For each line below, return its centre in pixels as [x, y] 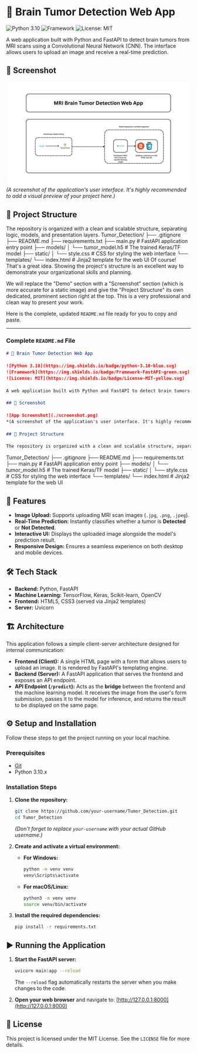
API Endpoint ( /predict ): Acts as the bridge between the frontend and [100, 686]
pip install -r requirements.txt [55, 927]
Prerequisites [26, 752]
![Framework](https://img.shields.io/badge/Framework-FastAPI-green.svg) [98, 372]
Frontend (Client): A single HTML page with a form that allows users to [101, 661]
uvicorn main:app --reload [47, 971]
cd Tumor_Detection [38, 818]
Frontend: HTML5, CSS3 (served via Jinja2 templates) [80, 601]
